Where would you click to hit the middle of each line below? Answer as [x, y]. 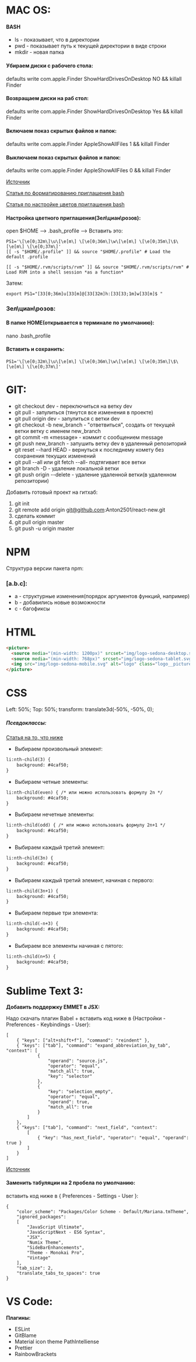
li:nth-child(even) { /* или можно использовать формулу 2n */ [85, 792]
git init [22, 503]
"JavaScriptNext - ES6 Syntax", [66, 1232]
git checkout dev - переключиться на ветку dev [73, 406]
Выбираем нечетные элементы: [54, 814]
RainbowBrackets [36, 1354]
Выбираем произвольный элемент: [59, 749]
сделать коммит [35, 516]
